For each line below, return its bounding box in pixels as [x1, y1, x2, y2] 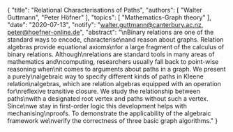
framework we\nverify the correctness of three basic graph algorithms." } [7, 117, 218, 124]
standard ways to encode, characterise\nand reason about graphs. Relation [7, 35, 224, 44]
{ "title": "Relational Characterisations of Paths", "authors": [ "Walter [7, 6, 202, 14]
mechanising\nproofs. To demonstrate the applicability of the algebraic [7, 109, 211, 117]
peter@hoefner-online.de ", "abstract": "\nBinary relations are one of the [7, 28, 214, 36]
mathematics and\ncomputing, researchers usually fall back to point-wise [7, 58, 219, 65]
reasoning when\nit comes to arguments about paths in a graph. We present [7, 65, 226, 73]
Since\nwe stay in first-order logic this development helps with [7, 102, 187, 110]
